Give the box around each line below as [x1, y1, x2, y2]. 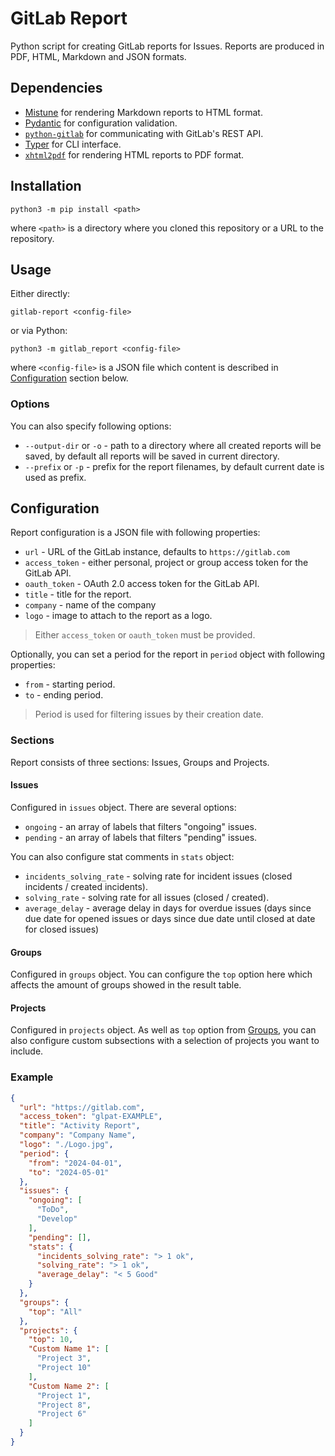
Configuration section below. [10, 372, 129, 384]
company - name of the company [24, 599, 157, 611]
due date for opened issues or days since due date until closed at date [24, 912, 316, 924]
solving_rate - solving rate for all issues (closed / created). [24, 891, 270, 903]
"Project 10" [36, 1363, 92, 1373]
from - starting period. [24, 678, 116, 691]
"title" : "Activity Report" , [19, 1121, 141, 1131]
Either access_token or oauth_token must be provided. [34, 629, 256, 641]
